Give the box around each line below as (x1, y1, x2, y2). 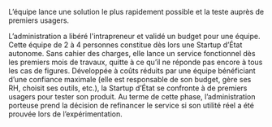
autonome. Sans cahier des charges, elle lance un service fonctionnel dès (8, 49, 256, 58)
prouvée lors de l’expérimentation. (8, 109, 123, 119)
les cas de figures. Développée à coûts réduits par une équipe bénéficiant (8, 66, 256, 76)
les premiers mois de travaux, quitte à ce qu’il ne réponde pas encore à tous (8, 57, 263, 67)
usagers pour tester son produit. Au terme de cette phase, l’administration (8, 92, 256, 101)
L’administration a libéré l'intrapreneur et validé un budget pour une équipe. (8, 32, 261, 41)
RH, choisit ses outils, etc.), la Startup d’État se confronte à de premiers (8, 83, 248, 93)
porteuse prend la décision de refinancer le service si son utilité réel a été (8, 101, 254, 110)
